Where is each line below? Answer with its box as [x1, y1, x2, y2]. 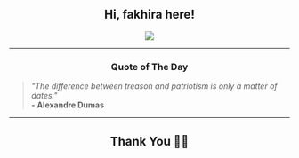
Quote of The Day [110, 60, 189, 73]
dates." [30, 91, 58, 101]
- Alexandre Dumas [30, 99, 105, 110]
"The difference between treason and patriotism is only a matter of [30, 81, 278, 91]
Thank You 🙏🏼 [109, 133, 190, 149]
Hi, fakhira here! [103, 7, 196, 22]
